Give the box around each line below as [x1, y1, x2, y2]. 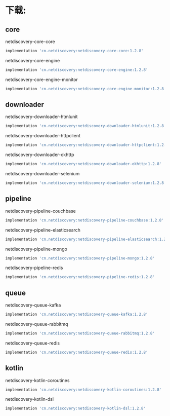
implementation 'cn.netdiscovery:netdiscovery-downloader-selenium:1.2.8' [5, 180, 166, 185]
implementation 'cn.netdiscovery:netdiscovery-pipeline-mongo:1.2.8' [5, 255, 155, 261]
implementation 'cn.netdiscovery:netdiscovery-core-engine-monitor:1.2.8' [5, 86, 166, 91]
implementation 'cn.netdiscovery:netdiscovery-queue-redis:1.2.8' [5, 350, 148, 355]
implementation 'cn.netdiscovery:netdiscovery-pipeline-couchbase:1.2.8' [5, 217, 164, 223]
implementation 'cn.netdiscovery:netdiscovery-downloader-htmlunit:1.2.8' [5, 124, 166, 129]
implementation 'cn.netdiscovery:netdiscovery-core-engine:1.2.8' [5, 67, 148, 72]
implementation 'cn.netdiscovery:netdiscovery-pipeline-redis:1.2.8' [5, 275, 155, 280]
